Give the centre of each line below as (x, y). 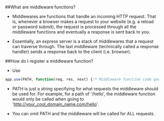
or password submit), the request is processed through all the (74, 27)
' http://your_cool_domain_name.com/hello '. (55, 104)
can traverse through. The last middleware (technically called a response (85, 46)
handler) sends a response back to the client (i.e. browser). (72, 52)
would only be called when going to (48, 99)
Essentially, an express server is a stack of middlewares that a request (83, 41)
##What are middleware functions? (40, 7)
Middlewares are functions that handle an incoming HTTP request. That (84, 16)
